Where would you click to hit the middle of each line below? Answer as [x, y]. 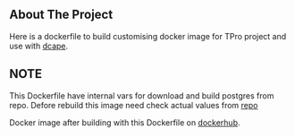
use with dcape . [39, 46]
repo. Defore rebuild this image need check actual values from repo [134, 105]
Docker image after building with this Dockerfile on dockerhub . [125, 122]
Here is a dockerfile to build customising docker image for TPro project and [148, 36]
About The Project [61, 15]
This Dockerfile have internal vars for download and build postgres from [142, 95]
